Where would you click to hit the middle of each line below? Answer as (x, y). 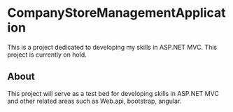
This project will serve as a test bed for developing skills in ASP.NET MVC (113, 93)
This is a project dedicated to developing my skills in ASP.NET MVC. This (112, 47)
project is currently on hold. (47, 55)
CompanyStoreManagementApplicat (116, 13)
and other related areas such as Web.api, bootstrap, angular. (94, 101)
